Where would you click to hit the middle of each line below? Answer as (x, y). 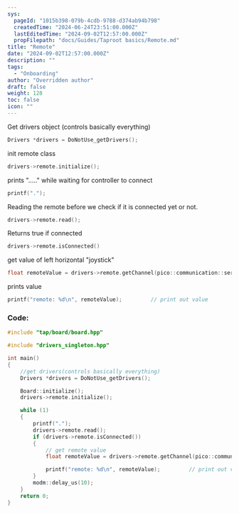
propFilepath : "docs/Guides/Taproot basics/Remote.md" (97, 41)
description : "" (31, 60)
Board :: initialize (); (52, 391)
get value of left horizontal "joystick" (61, 260)
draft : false (27, 87)
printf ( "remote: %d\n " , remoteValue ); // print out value (108, 300)
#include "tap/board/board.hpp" (55, 333)
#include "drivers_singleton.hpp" (59, 346)
